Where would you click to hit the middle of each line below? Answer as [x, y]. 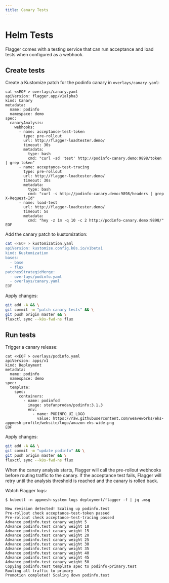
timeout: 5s [36, 212]
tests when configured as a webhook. [45, 54]
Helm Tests [29, 35]
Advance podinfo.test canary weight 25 [47, 540]
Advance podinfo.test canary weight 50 [47, 562]
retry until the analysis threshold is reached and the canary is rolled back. [82, 481]
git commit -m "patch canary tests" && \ [50, 310]
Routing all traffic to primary [39, 571]
